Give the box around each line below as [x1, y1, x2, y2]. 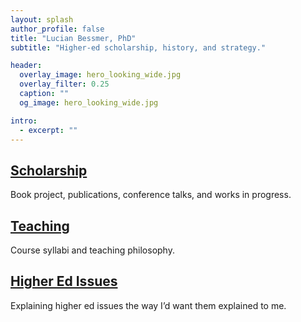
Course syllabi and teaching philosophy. [10, 244, 175, 256]
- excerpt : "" [19, 125, 78, 135]
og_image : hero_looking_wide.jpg [19, 97, 159, 108]
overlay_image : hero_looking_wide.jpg [19, 70, 182, 80]
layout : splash [10, 14, 74, 25]
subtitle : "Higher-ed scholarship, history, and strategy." [10, 42, 267, 53]
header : [10, 61, 43, 71]
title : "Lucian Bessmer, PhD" [10, 33, 137, 43]
